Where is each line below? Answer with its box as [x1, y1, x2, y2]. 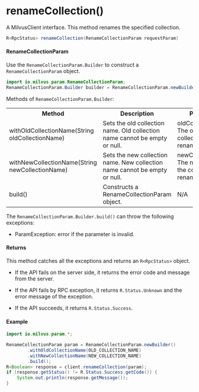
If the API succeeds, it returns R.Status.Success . [14, 304, 133, 311]
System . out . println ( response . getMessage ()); [17, 375, 129, 381]
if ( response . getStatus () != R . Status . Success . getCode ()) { [6, 369, 158, 375]
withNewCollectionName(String [9, 158, 97, 167]
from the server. [14, 275, 54, 282]
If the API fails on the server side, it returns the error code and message [14, 269, 190, 276]
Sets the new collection [102, 151, 168, 159]
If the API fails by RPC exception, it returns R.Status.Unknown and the [14, 286, 182, 294]
